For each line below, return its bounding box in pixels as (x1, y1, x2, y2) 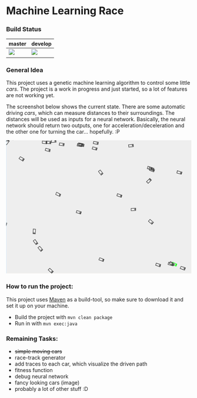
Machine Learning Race (6, 4, 124, 18)
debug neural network (14, 373, 69, 380)
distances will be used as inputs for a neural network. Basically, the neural (6, 116, 186, 123)
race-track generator (14, 354, 66, 361)
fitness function (14, 367, 53, 374)
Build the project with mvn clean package (14, 313, 113, 320)
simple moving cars (14, 348, 62, 355)
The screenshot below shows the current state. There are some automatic (6, 103, 186, 110)
